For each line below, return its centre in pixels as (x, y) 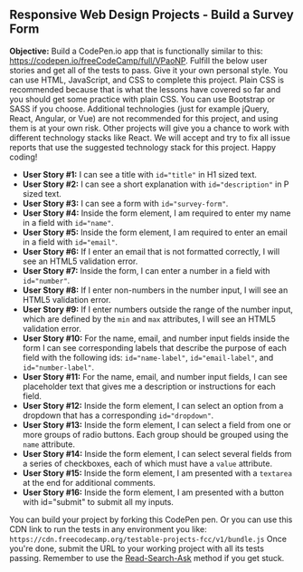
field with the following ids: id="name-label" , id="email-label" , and (148, 357)
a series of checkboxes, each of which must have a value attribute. (147, 463)
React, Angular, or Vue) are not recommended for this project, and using (144, 118)
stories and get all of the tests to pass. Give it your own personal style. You (149, 70)
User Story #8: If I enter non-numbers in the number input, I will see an (155, 290)
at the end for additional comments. (89, 482)
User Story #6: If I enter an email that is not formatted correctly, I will (151, 251)
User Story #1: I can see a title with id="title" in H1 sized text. (140, 174)
